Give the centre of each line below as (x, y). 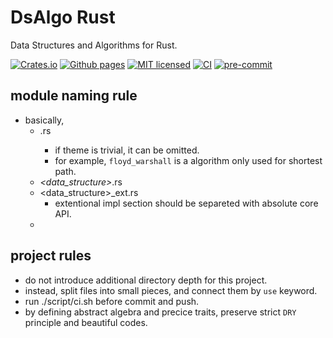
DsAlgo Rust (63, 17)
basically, (44, 120)
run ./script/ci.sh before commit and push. (112, 301)
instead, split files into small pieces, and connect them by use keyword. (171, 290)
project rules (51, 256)
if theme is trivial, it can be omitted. (127, 150)
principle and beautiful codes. (86, 322)
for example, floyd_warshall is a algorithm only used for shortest (188, 160)
